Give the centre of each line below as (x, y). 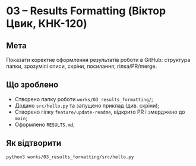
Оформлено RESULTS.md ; (45, 124)
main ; (21, 118)
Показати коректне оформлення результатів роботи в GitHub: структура (98, 60)
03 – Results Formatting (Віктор (86, 11)
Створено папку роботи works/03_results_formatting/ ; (84, 99)
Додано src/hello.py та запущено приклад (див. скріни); (87, 105)
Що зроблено (32, 85)
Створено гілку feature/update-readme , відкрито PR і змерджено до (100, 112)
